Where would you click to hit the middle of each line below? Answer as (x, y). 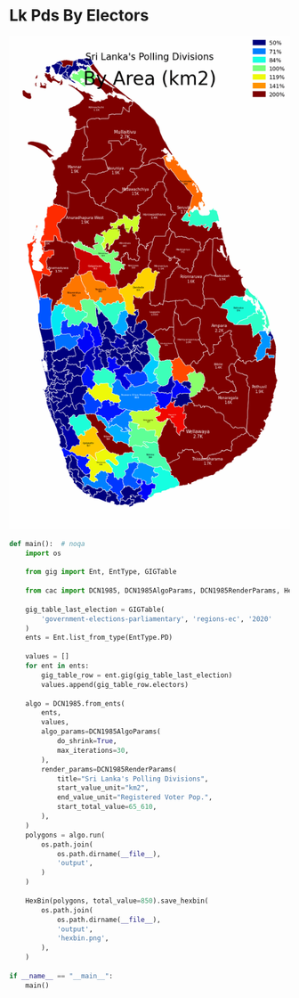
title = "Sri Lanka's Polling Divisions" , (133, 779)
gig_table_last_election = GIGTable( (95, 609)
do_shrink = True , (87, 741)
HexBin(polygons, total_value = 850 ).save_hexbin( (117, 901)
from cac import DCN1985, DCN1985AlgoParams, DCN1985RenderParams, (153, 591)
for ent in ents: (57, 666)
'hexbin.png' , (83, 938)
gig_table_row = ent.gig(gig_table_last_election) (137, 675)
